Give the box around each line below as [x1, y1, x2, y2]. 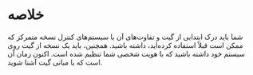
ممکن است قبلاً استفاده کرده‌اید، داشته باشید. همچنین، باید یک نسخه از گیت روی [7, 40, 243, 49]
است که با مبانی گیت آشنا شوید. [7, 57, 103, 67]
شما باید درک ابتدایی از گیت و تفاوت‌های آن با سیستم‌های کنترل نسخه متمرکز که [7, 32, 243, 41]
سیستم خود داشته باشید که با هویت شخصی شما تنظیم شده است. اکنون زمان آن [7, 49, 245, 58]
